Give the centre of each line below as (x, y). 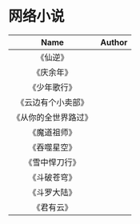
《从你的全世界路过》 (53, 117)
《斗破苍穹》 (53, 177)
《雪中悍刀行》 (53, 162)
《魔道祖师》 (53, 132)
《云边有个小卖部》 (53, 102)
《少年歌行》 (53, 87)
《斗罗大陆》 (53, 192)
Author (114, 42)
